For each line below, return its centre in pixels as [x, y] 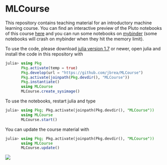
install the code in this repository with [44, 54]
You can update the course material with [47, 129]
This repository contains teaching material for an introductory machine [79, 23]
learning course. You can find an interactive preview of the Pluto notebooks [84, 28]
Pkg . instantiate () [40, 82]
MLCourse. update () [40, 148]
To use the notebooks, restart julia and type [50, 101]
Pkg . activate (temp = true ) [49, 68]
